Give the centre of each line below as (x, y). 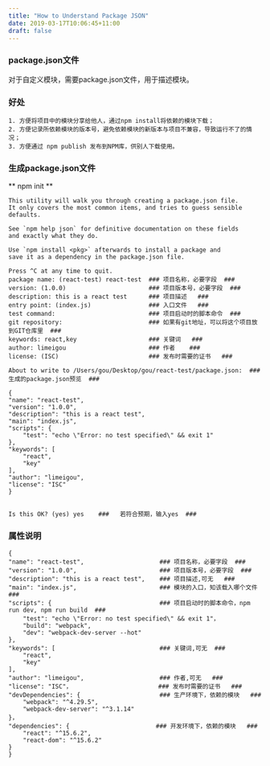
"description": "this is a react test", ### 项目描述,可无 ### (122, 579)
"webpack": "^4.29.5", (61, 702)
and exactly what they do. (53, 236)
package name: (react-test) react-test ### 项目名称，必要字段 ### (122, 280)
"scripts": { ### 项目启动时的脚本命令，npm (129, 603)
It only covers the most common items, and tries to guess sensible (125, 208)
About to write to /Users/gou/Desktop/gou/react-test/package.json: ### (135, 371)
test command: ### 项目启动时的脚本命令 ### (125, 314)
